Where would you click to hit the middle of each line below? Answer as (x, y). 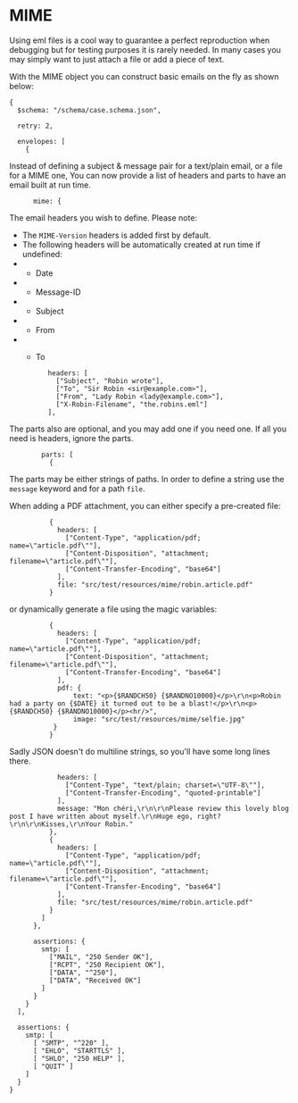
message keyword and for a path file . (77, 489)
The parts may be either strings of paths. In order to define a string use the (147, 479)
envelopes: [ (41, 141)
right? (209, 816)
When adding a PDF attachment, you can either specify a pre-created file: (145, 506)
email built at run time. (50, 185)
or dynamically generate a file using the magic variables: (113, 609)
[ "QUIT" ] (53, 1066)
